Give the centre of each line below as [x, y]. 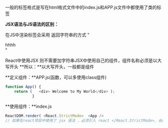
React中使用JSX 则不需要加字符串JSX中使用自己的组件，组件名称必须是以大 [83, 60]
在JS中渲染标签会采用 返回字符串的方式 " [47, 35]
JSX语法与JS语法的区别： [32, 24]
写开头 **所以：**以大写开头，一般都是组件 [49, 67]
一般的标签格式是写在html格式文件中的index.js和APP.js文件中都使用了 [77, 7]
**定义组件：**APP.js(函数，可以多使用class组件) [56, 77]
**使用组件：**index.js [28, 106]
